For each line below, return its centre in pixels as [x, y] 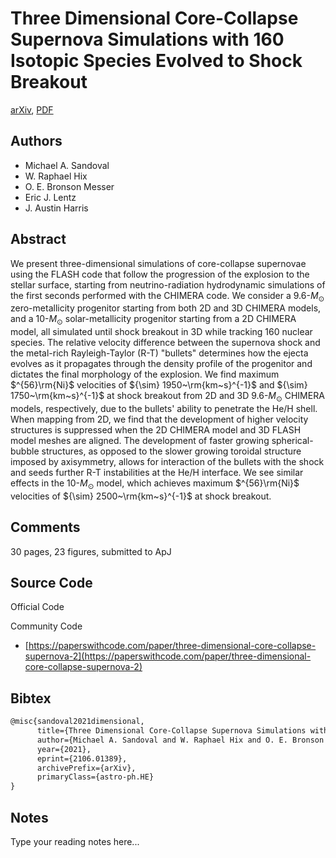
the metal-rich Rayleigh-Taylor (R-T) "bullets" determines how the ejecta [159, 353]
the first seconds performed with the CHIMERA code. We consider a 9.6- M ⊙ [167, 296]
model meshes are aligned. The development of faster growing [140, 440]
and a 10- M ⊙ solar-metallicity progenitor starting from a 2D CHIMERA [153, 320]
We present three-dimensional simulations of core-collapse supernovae [158, 263]
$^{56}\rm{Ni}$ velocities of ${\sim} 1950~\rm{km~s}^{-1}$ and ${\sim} [159, 385]
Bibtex [31, 698]
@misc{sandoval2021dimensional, [77, 722]
